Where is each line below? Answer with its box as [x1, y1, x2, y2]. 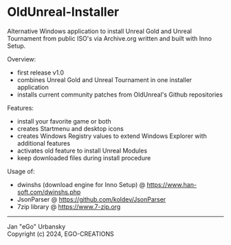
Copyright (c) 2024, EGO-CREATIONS [7, 229, 115, 238]
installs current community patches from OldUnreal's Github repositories [16, 90, 223, 99]
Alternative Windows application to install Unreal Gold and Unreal [7, 27, 192, 35]
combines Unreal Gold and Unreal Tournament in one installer [16, 75, 192, 84]
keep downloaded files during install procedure [16, 153, 151, 162]
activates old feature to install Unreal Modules [16, 146, 148, 155]
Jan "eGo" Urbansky [7, 222, 66, 231]
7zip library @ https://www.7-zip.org [16, 202, 121, 210]
